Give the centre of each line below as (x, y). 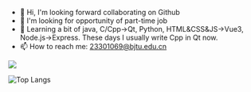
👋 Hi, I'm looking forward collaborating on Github (100, 12)
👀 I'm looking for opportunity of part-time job (94, 21)
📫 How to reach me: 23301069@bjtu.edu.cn (93, 46)
